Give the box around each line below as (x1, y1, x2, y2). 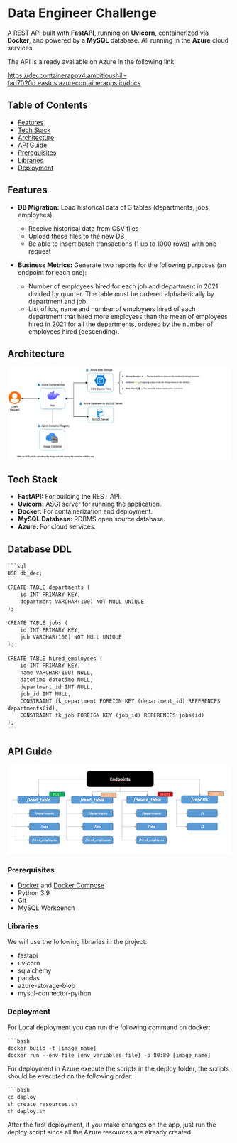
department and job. (28, 297, 89, 305)
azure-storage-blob (17, 982, 76, 990)
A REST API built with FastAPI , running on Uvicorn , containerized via (7, 28, 209, 37)
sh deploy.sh (7, 1107, 46, 1115)
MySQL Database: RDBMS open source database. (17, 515, 165, 524)
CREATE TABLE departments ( (7, 584, 91, 591)
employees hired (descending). (28, 327, 120, 335)
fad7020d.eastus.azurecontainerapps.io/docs (7, 78, 141, 87)
